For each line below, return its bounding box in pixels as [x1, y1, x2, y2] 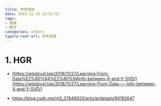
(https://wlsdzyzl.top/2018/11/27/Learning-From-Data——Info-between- [12, 80, 156, 87]
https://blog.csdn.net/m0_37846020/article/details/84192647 [12, 95, 135, 101]
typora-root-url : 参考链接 [5, 34, 57, 39]
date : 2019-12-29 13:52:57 [5, 12, 60, 16]
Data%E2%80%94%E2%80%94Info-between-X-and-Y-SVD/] [12, 76, 137, 81]
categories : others [5, 29, 45, 34]
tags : [5, 16, 16, 21]
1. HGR [5, 55, 32, 66]
